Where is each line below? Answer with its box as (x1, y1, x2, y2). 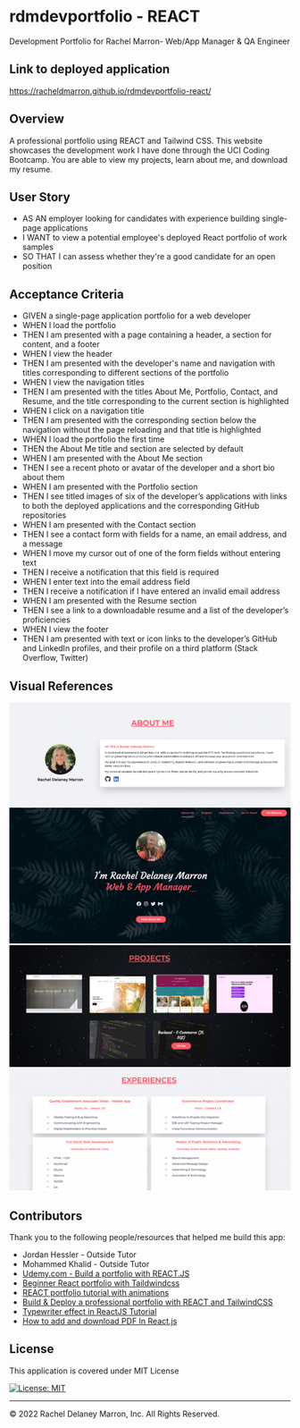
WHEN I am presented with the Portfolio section (21, 481, 198, 493)
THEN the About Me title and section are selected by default (21, 444, 244, 454)
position (21, 261, 53, 272)
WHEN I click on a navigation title (21, 405, 145, 417)
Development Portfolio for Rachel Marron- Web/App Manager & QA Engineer (9, 36, 290, 46)
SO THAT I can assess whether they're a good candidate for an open (21, 251, 276, 262)
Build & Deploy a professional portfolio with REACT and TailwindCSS (21, 1297, 274, 1307)
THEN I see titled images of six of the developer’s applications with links (21, 491, 287, 502)
